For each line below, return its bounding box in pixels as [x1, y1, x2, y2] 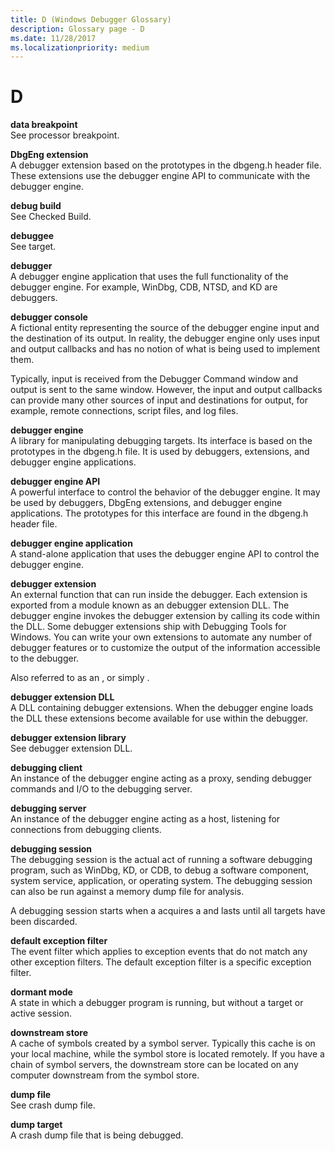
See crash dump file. [10, 1099, 96, 1111]
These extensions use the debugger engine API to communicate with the [10, 170, 311, 182]
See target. [10, 241, 57, 253]
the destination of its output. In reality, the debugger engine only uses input [10, 332, 321, 345]
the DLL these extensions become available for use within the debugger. [10, 712, 309, 725]
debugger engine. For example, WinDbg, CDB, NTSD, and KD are [10, 281, 278, 293]
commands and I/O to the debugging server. [10, 783, 193, 795]
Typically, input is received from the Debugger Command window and [10, 373, 298, 385]
